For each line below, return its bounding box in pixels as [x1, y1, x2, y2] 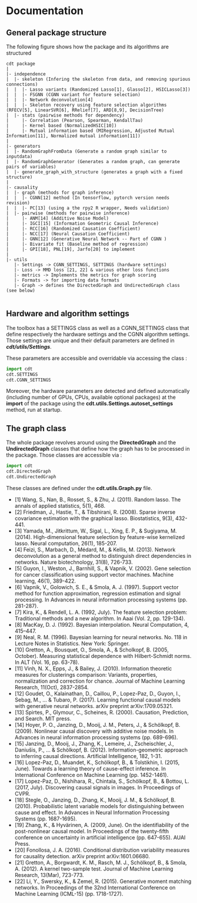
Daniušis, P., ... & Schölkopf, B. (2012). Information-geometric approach [14, 746, 188, 753]
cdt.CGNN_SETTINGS [6, 377, 51, 383]
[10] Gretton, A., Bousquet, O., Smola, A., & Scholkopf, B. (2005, [14, 646, 169, 653]
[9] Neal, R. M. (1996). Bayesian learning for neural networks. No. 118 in [14, 633, 188, 640]
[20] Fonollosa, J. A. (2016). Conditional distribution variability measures [14, 846, 190, 854]
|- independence [6, 71, 46, 77]
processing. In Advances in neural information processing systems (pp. [14, 596, 188, 603]
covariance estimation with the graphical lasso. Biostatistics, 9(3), [14, 514, 175, 522]
